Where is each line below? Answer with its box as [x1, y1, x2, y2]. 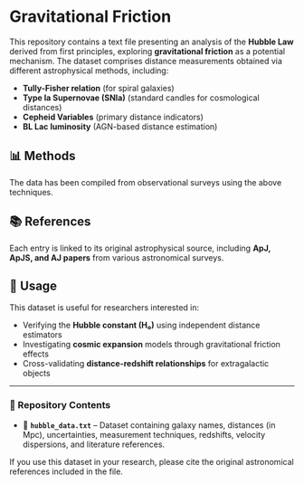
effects [22, 348, 50, 359]
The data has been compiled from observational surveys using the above [9, 176, 282, 187]
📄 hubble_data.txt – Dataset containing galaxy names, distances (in [22, 419, 276, 431]
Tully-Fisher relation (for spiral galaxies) [22, 82, 175, 93]
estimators [22, 329, 62, 340]
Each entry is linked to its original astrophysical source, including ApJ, [9, 242, 271, 253]
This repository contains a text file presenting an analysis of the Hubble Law [9, 36, 294, 47]
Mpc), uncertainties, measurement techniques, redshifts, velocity [22, 429, 266, 440]
